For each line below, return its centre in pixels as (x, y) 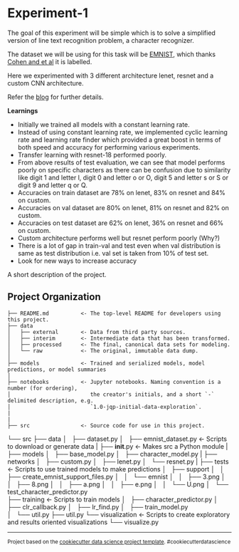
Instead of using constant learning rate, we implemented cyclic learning (122, 132)
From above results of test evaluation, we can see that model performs (121, 162)
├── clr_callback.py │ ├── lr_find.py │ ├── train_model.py (98, 506)
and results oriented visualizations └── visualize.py (83, 522)
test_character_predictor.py (48, 491)
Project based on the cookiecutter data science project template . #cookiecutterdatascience (119, 542)
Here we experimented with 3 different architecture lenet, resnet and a (111, 75)
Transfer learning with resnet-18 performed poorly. (92, 155)
